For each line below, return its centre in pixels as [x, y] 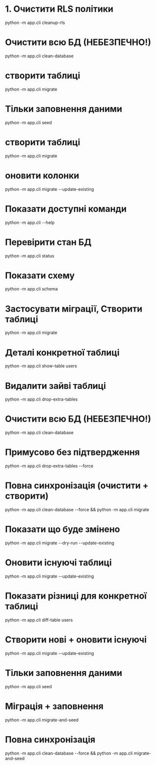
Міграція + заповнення [54, 706]
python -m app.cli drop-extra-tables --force [49, 466]
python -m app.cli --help [30, 222]
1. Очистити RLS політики [59, 9]
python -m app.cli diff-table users [39, 620]
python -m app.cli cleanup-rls [35, 22]
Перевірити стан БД [48, 242]
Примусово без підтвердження [73, 452]
